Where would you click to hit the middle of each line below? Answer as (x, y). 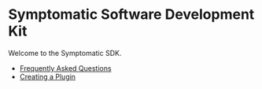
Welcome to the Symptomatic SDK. (65, 53)
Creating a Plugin (48, 76)
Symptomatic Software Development (131, 15)
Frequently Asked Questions (65, 68)
